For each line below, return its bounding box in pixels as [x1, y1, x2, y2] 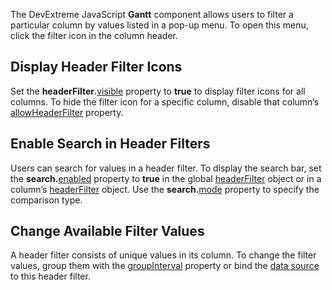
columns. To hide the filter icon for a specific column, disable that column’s [10, 95, 320, 108]
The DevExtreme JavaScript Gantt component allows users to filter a [10, 9, 294, 20]
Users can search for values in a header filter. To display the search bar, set [10, 162, 322, 174]
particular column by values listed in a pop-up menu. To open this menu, [10, 19, 309, 31]
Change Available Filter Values [10, 223, 205, 240]
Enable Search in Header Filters [10, 135, 211, 153]
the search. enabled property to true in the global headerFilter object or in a [10, 172, 322, 184]
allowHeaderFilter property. [10, 106, 124, 118]
